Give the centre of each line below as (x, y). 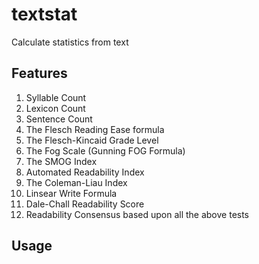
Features (39, 73)
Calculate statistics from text (70, 42)
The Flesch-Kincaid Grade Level (92, 140)
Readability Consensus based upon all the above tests (137, 214)
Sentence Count (59, 119)
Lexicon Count (55, 108)
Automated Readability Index (85, 172)
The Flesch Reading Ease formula (95, 129)
